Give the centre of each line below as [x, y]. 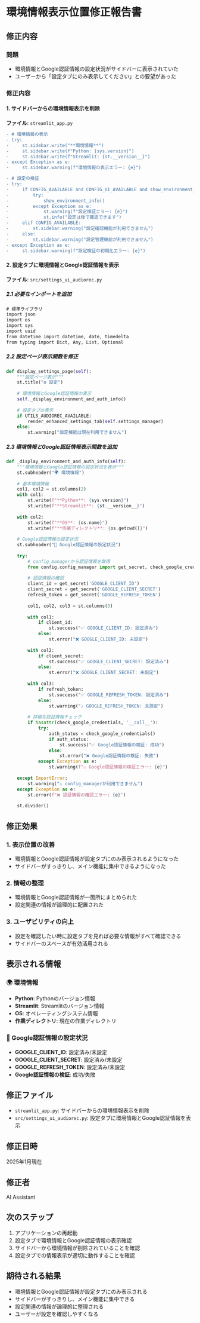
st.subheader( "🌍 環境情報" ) [51, 473]
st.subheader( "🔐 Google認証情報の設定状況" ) [69, 545]
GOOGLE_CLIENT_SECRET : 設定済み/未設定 [68, 1059]
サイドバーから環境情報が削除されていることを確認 [77, 1248]
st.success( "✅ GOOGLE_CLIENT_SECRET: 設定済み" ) [109, 661]
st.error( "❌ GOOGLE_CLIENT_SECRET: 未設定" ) [104, 673]
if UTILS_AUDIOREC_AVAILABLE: [54, 416]
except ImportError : [42, 778]
